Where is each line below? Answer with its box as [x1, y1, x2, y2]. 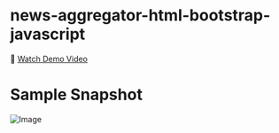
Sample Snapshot [10, 85, 143, 105]
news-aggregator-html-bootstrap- [10, 5, 271, 26]
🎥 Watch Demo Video [10, 53, 88, 64]
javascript [10, 24, 86, 44]
